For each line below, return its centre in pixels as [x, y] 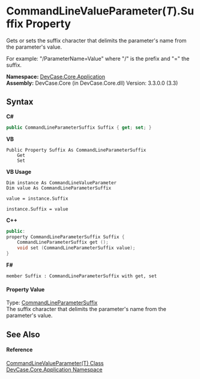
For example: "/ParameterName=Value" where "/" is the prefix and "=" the [98, 58]
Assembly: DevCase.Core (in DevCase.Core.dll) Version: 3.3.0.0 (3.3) [92, 83]
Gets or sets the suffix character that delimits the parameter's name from [96, 40]
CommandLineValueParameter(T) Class [55, 363]
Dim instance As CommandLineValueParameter [62, 183]
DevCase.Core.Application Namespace [54, 369]
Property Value [26, 289]
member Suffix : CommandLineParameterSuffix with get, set [82, 276]
